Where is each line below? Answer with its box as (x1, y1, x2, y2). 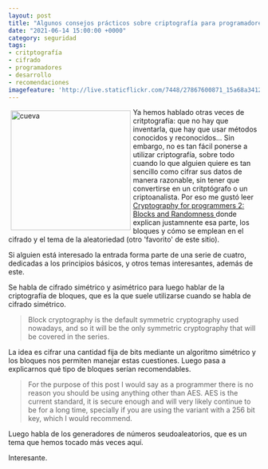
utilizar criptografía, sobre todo (132, 150, 235, 160)
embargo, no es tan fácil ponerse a (132, 141, 248, 152)
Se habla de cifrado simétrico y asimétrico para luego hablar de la (8, 282, 225, 292)
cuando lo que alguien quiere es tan (132, 159, 251, 168)
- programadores (8, 64, 62, 72)
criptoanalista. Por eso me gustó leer (132, 192, 254, 202)
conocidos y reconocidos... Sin (132, 133, 235, 143)
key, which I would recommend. (27, 414, 133, 424)
